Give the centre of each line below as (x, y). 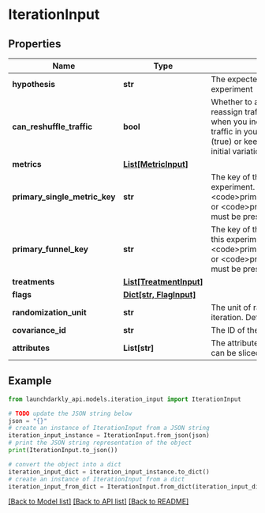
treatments (34, 282)
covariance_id (39, 330)
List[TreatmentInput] (163, 282)
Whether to (231, 102)
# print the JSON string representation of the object (100, 443)
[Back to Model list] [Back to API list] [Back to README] (99, 502)
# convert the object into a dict (65, 464)
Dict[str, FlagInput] (160, 294)
